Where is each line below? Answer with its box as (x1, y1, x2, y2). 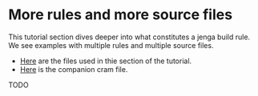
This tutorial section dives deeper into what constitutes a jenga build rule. (8, 32, 251, 42)
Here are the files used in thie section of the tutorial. (19, 56, 192, 66)
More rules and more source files (8, 6, 233, 24)
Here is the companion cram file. (19, 64, 128, 74)
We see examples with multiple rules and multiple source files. (8, 40, 214, 50)
